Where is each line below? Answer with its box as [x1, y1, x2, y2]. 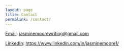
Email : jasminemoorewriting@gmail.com [5, 31, 89, 37]
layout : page [5, 7, 33, 13]
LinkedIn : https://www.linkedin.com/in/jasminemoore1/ [5, 40, 119, 46]
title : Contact [5, 12, 38, 17]
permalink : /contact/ [5, 17, 51, 22]
